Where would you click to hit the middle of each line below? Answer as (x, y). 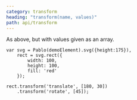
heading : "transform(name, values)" (52, 17)
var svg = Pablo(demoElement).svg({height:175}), (69, 50)
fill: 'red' (43, 71)
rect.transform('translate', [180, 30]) (57, 86)
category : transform (32, 12)
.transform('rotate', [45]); (53, 92)
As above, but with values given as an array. (60, 40)
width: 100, (43, 61)
